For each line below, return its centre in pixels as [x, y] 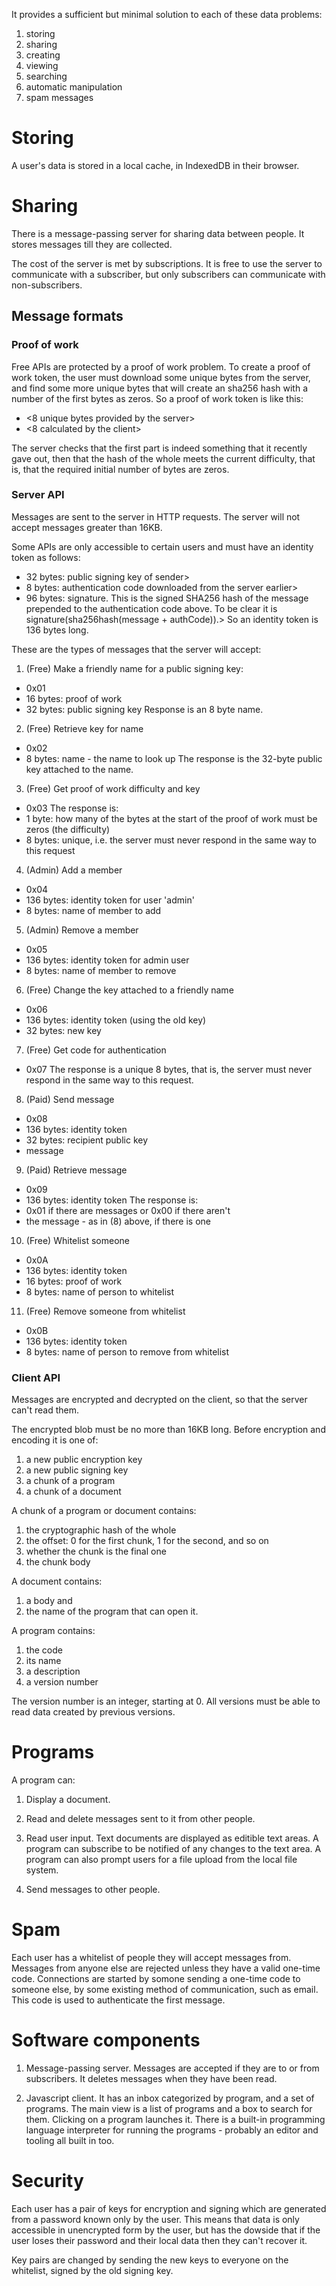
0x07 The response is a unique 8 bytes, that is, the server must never [169, 1069]
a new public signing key [77, 1470]
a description [53, 1671]
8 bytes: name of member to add [93, 910]
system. [42, 1870]
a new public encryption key [84, 1460]
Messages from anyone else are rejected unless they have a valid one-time [166, 1968]
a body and [49, 1601]
